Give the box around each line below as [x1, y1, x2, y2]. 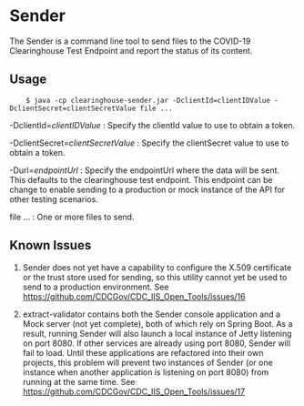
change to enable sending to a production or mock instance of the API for [9, 184, 285, 195]
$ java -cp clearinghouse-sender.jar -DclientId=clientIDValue [25, 96, 271, 105]
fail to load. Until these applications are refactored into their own [22, 347, 264, 358]
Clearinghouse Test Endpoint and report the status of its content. [9, 45, 253, 56]
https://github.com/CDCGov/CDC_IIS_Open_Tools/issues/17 [22, 386, 246, 397]
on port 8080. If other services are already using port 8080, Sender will [22, 338, 291, 349]
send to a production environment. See [22, 281, 169, 292]
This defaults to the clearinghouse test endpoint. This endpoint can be [9, 174, 273, 185]
